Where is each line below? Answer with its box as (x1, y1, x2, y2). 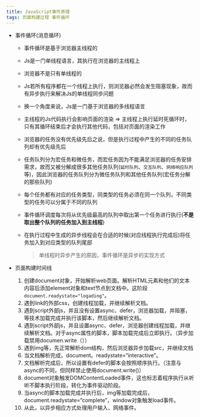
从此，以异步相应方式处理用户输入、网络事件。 (23, 404, 140, 411)
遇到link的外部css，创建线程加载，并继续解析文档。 (23, 299, 151, 306)
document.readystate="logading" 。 (23, 291, 110, 299)
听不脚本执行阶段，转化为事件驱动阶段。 (23, 381, 124, 389)
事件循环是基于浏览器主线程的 (23, 44, 98, 51)
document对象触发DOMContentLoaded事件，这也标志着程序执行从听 (23, 374, 195, 381)
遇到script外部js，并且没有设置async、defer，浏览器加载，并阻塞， (23, 306, 191, 314)
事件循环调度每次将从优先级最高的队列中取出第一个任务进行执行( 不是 (23, 211, 194, 218)
